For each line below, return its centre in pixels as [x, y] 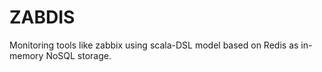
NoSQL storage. [78, 55]
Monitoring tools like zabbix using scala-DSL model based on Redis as [154, 45]
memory [26, 55]
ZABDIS [42, 17]
